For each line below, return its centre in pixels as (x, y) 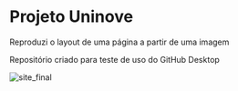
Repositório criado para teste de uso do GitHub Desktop (115, 59)
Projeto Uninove (72, 17)
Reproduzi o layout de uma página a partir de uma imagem (119, 42)
